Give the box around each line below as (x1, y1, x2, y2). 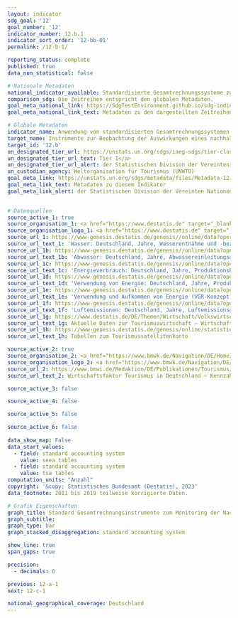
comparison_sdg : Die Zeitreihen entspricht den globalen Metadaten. (7, 95, 214, 103)
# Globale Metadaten (7, 122, 69, 129)
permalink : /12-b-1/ (7, 43, 69, 50)
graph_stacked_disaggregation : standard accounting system (7, 529, 186, 536)
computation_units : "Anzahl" (7, 476, 93, 484)
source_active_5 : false (7, 410, 78, 418)
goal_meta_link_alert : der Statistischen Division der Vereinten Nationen (7, 188, 233, 195)
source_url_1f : (7, 299, 52, 307)
